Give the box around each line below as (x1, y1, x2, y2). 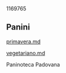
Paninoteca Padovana (6, 61, 60, 68)
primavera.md (6, 38, 41, 45)
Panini (6, 22, 31, 32)
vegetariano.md (6, 49, 46, 56)
